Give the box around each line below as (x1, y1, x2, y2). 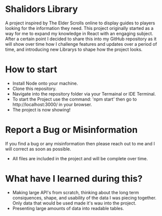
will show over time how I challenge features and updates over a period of (5, 41, 157, 47)
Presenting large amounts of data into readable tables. (12, 205, 124, 211)
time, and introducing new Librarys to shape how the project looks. (5, 46, 143, 52)
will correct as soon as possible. (5, 146, 71, 152)
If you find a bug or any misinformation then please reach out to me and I (5, 140, 155, 146)
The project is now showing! (12, 107, 71, 112)
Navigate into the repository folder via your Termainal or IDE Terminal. (12, 91, 156, 97)
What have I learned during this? (5, 173, 143, 184)
